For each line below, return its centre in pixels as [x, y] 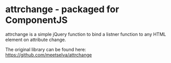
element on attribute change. [36, 40]
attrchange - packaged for [62, 9]
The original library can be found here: [46, 49]
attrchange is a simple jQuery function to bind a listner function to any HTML [86, 34]
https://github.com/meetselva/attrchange [48, 55]
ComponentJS [36, 20]
